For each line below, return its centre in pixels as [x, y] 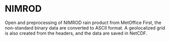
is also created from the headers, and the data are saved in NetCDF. [76, 33]
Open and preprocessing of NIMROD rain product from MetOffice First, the [83, 22]
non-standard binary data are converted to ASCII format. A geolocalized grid [85, 27]
